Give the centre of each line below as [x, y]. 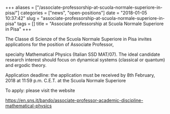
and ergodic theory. [26, 65]
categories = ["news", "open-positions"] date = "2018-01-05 [84, 13]
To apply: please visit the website [40, 90]
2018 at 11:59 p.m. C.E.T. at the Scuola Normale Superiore [66, 81]
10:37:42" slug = [22, 18]
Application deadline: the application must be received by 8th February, [80, 75]
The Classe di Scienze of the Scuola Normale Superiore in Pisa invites [78, 39]
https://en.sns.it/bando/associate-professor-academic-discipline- [74, 100]
